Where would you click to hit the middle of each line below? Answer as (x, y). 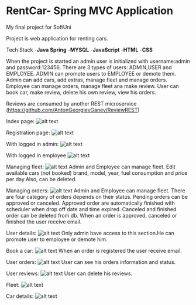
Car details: (20, 296)
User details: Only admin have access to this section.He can (90, 233)
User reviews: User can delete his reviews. (69, 273)
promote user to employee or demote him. (57, 239)
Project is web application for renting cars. (57, 38)
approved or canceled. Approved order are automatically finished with (91, 203)
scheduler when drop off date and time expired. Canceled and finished (91, 209)
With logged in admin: (32, 144)
